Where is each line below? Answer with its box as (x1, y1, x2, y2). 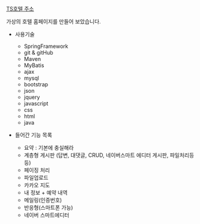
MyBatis (23, 62, 44, 69)
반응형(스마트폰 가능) (23, 204, 73, 211)
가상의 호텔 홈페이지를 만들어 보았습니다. (6, 18, 101, 25)
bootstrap (23, 81, 49, 88)
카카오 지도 (23, 181, 50, 189)
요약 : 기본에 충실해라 (23, 144, 74, 151)
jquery (23, 93, 40, 101)
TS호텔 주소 (6, 5, 34, 12)
